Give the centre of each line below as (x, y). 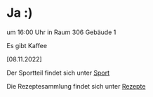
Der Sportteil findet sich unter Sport (58, 73)
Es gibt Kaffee (27, 45)
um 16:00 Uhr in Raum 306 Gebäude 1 (61, 32)
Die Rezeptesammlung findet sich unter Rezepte (76, 86)
